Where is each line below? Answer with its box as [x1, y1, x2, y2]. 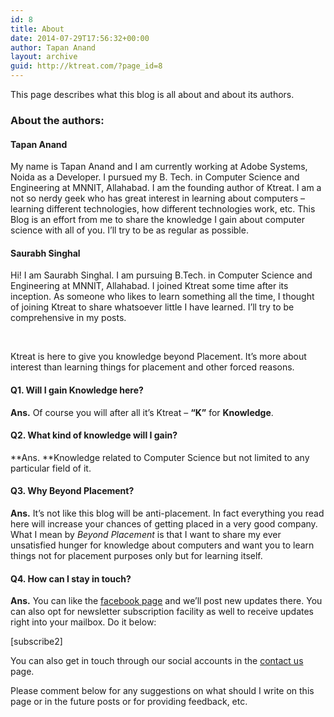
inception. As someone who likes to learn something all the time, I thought [10, 291, 315, 303]
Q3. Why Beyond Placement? [10, 485, 135, 497]
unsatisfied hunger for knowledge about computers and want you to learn [10, 539, 315, 551]
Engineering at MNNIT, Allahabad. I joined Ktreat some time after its [10, 280, 289, 292]
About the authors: [10, 113, 105, 127]
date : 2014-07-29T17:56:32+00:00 [10, 33, 150, 43]
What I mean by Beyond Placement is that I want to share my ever [10, 528, 282, 540]
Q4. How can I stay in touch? [10, 572, 132, 585]
